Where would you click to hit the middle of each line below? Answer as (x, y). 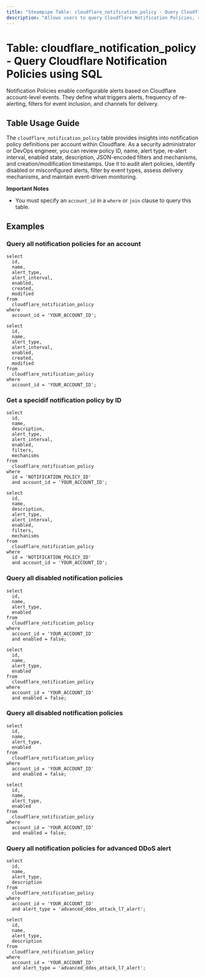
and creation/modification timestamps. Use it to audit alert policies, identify (101, 164)
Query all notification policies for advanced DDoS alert (89, 848)
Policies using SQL (54, 74)
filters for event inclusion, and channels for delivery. (94, 104)
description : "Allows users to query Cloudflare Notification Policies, (101, 18)
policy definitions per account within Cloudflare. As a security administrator (101, 144)
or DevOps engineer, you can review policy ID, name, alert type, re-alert (97, 151)
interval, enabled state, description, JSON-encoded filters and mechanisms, (102, 157)
